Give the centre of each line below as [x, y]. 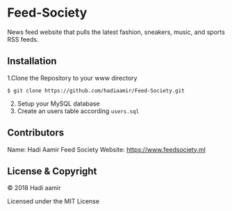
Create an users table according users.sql [78, 111]
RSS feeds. [23, 39]
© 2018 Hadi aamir [34, 188]
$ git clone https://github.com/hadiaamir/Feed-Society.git [96, 91]
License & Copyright [52, 171]
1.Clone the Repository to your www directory [72, 78]
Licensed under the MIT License [53, 201]
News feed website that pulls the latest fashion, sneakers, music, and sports [116, 32]
